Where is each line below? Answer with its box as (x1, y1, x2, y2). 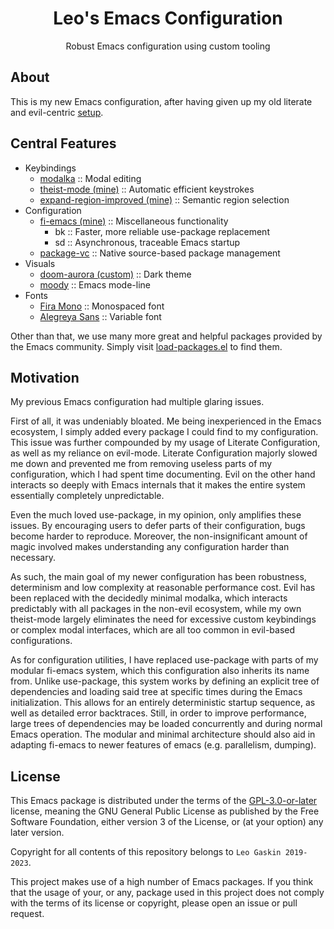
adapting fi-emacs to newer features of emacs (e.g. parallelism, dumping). (10, 739, 317, 751)
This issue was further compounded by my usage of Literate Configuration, (10, 437, 321, 449)
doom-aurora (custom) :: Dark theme (39, 268, 192, 280)
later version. (10, 827, 65, 839)
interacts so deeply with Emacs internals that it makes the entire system (10, 479, 306, 491)
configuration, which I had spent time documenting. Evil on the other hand (10, 468, 316, 481)
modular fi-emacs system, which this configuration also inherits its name (10, 665, 310, 677)
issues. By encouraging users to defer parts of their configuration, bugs (10, 520, 306, 532)
